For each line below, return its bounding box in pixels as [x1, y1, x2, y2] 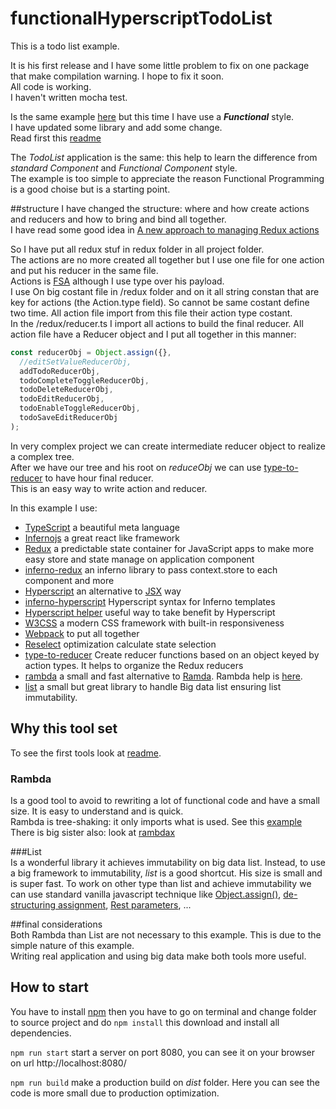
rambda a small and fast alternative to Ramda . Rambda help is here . [24, 670, 303, 682]
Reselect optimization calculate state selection [24, 638, 217, 650]
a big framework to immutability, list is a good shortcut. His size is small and [10, 867, 323, 879]
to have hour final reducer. [44, 472, 154, 484]
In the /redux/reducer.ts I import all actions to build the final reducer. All [10, 317, 304, 329]
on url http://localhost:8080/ [10, 1057, 127, 1069]
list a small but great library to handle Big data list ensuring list [24, 680, 282, 692]
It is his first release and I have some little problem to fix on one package [10, 59, 310, 71]
